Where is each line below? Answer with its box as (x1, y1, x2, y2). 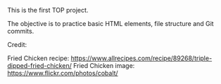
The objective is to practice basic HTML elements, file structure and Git (7, 20, 214, 27)
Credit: (7, 41, 27, 48)
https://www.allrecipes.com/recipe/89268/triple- (70, 54, 213, 62)
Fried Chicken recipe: (7, 54, 70, 62)
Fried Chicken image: (72, 62, 135, 69)
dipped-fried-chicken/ (7, 62, 72, 69)
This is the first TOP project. (7, 6, 89, 14)
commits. (7, 27, 34, 35)
